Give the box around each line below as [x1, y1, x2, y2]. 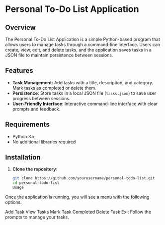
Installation [5, 153, 41, 162]
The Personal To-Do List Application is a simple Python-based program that [5, 36, 160, 42]
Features [5, 66, 33, 75]
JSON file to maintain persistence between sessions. [5, 52, 113, 58]
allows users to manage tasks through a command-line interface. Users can [5, 42, 161, 48]
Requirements [5, 120, 50, 129]
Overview [5, 23, 36, 32]
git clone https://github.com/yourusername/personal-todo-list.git [12, 176, 155, 181]
